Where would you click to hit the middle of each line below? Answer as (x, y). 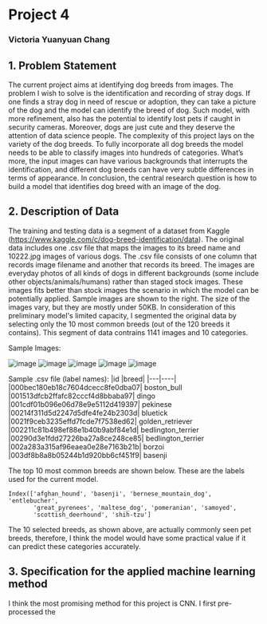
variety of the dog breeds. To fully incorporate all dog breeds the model (126, 144)
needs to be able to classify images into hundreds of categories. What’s (126, 152)
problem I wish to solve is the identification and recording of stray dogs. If (130, 93)
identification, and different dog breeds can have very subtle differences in (131, 169)
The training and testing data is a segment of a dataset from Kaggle (119, 231)
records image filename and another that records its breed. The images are (132, 264)
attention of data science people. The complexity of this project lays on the (132, 135)
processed (26, 611)
